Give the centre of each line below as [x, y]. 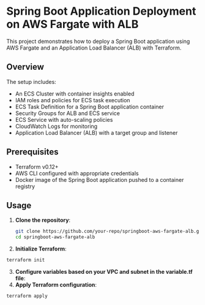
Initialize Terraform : [41, 249]
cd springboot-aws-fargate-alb [55, 237]
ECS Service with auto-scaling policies [64, 119]
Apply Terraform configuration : [56, 285]
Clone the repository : [43, 220]
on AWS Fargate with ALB [73, 24]
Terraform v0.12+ [37, 167]
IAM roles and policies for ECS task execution [73, 100]
